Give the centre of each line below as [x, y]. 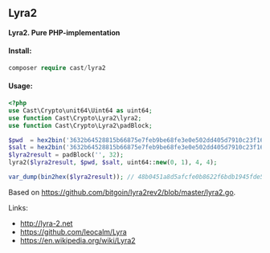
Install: [20, 51]
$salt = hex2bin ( [37, 148]
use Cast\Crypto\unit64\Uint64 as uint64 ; [80, 110]
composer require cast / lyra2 [57, 68]
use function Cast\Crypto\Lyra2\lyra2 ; [75, 118]
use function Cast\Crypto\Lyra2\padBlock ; [80, 125]
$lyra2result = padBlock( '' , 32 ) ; [66, 155]
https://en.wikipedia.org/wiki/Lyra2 [78, 240]
